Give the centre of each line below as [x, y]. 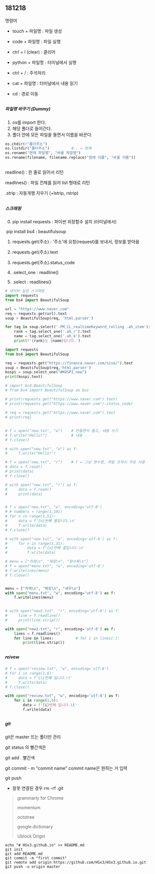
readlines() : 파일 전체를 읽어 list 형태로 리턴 [47, 183]
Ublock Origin [31, 836]
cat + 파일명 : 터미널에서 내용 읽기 [45, 83]
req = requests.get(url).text [36, 314]
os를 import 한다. [29, 122]
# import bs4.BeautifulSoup [34, 386]
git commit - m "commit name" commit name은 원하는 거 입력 [66, 768]
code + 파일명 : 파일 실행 [36, 41]
